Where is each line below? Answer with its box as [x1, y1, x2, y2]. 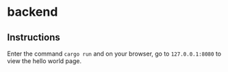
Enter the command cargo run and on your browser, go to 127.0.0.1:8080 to [7, 49, 221, 58]
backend [7, 4, 58, 20]
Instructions [7, 32, 60, 43]
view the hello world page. [7, 57, 82, 65]
